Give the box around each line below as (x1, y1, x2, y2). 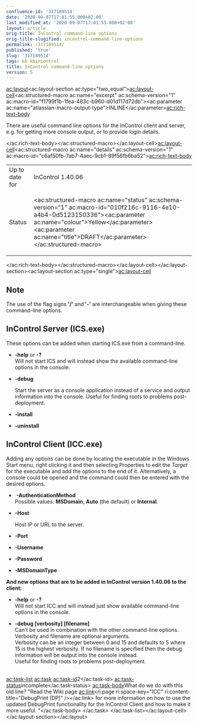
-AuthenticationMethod (16, 492, 76, 499)
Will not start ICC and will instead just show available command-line (14, 602, 180, 609)
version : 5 (6, 69, 33, 75)
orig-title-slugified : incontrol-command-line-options (6, 36, 144, 42)
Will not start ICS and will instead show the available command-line (14, 357, 178, 364)
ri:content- (164, 688, 190, 695)
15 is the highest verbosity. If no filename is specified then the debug (14, 645, 183, 652)
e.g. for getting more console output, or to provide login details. (6, 128, 160, 135)
